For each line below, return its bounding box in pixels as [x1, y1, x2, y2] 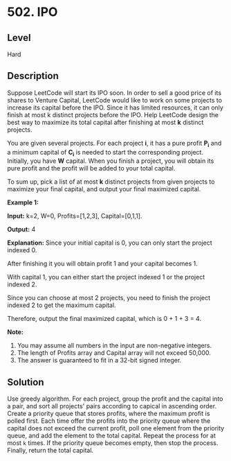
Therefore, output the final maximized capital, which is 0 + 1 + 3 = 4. [7, 315, 202, 323]
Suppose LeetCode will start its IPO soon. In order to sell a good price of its [7, 88, 222, 97]
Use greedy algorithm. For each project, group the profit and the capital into [7, 394, 223, 403]
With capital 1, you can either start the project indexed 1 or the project [7, 273, 205, 281]
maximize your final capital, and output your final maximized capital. [7, 185, 201, 193]
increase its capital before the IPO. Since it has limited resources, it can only [7, 103, 223, 112]
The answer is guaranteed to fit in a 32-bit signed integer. [17, 356, 182, 365]
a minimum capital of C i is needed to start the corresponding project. [7, 148, 204, 158]
